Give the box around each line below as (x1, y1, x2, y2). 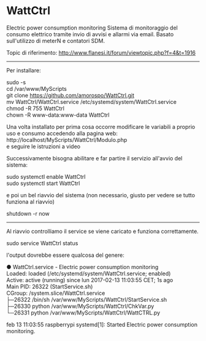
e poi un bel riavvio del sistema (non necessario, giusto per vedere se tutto (6, 191, 195, 198)
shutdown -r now (6, 210, 50, 217)
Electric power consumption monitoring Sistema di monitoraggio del (6, 24, 178, 31)
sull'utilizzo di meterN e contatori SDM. (6, 37, 105, 44)
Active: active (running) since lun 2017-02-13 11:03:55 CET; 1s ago (6, 276, 174, 283)
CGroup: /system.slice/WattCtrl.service (6, 289, 105, 297)
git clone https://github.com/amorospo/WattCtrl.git (6, 92, 135, 99)
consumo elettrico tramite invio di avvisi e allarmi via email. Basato (6, 30, 174, 37)
